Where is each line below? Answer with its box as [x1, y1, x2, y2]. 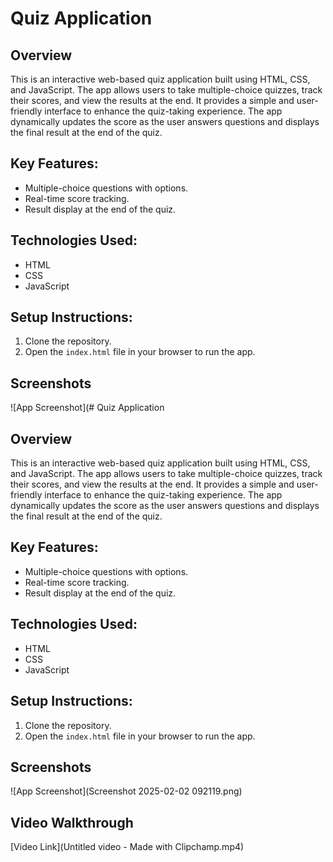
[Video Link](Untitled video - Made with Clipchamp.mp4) [10, 841, 245, 853]
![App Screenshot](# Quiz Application [10, 402, 165, 414]
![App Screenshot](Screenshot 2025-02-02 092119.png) [10, 785, 243, 797]
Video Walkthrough [10, 814, 134, 831]
